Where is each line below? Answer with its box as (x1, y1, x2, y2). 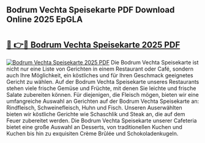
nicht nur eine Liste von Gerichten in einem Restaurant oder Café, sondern (6, 65, 194, 72)
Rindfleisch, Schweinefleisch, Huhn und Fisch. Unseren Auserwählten (6, 104, 182, 111)
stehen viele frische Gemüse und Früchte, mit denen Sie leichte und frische (6, 85, 196, 92)
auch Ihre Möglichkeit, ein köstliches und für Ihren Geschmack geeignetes (6, 72, 194, 78)
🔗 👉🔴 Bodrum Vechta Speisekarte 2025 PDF (6, 40, 181, 50)
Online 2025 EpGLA (6, 15, 83, 25)
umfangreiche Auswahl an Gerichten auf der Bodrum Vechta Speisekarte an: (6, 97, 199, 105)
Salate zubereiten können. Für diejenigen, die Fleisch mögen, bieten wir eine (6, 91, 199, 98)
